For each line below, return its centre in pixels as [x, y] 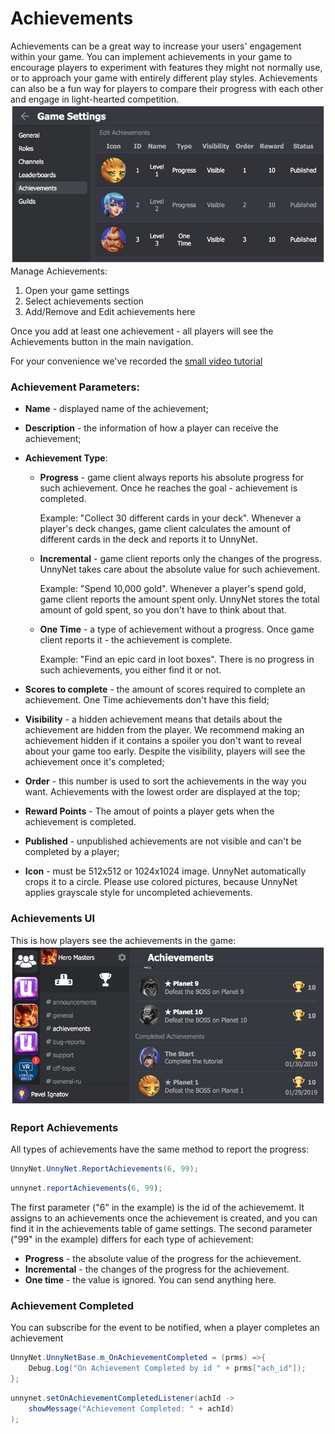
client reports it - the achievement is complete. [136, 640]
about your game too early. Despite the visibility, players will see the [165, 751]
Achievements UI [53, 919]
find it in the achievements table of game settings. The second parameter [161, 1228]
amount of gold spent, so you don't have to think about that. [163, 610]
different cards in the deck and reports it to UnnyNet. [148, 539]
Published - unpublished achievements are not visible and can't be [163, 841]
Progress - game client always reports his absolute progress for [172, 478]
